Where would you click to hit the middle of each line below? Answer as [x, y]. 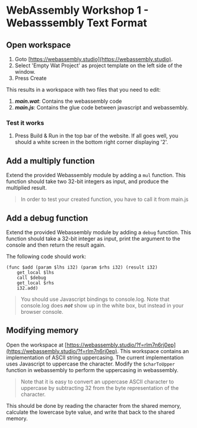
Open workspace [39, 45]
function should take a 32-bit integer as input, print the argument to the [93, 238]
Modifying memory [42, 331]
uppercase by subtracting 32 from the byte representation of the [100, 388]
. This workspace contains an [153, 351]
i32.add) [28, 288]
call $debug [31, 278]
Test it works [25, 122]
